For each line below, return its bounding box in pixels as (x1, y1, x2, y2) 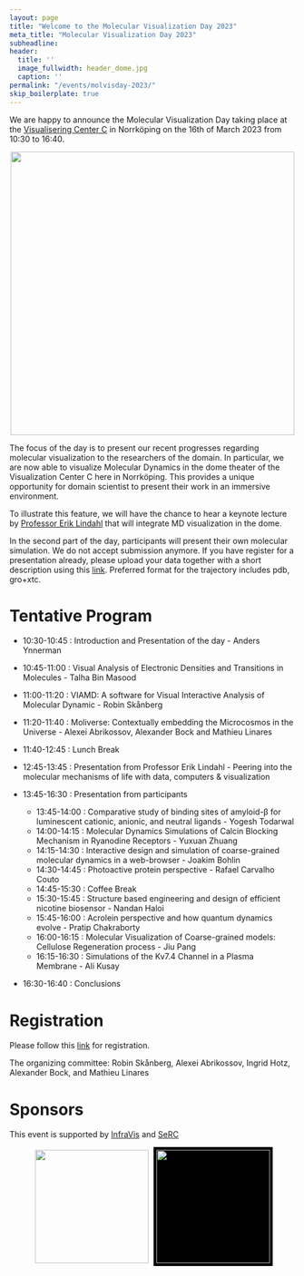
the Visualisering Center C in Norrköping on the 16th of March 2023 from (9, 123, 282, 134)
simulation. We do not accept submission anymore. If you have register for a (9, 545, 295, 556)
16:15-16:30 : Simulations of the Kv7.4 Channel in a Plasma (35, 951, 254, 962)
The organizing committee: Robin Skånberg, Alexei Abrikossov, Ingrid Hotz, (9, 1057, 290, 1068)
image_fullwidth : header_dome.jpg (17, 64, 148, 73)
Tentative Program (9, 605, 152, 626)
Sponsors (9, 1099, 84, 1120)
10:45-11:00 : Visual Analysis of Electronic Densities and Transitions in (22, 663, 284, 674)
